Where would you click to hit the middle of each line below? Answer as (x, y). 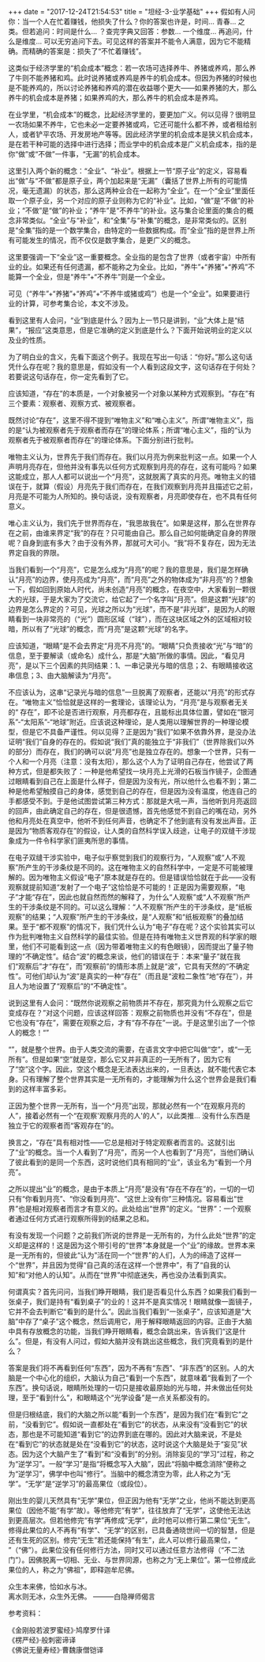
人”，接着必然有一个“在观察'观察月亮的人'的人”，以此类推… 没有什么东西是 (129, 1116)
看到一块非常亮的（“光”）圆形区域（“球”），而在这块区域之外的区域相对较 (133, 619)
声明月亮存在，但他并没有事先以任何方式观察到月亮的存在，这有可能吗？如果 (132, 467)
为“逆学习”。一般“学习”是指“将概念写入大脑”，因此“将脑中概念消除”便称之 (127, 1464)
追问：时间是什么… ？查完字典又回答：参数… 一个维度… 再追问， (141, 31)
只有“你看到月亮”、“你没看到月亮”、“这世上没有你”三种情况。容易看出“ (123, 1199)
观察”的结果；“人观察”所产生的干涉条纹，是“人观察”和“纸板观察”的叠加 (123, 917)
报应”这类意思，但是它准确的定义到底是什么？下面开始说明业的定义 (137, 330)
